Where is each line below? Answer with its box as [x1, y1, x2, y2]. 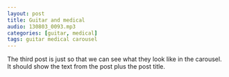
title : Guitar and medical [7, 17, 85, 24]
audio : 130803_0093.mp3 [7, 23, 76, 30]
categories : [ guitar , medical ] [7, 29, 98, 37]
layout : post [7, 10, 45, 17]
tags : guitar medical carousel [7, 36, 98, 43]
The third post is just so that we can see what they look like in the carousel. [7, 55, 222, 63]
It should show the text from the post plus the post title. [7, 62, 165, 71]
